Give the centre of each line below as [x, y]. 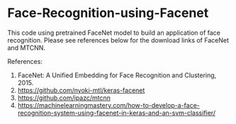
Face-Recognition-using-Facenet [108, 13]
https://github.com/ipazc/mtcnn [64, 98]
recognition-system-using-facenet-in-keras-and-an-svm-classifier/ [117, 113]
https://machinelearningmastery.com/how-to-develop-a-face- [109, 105]
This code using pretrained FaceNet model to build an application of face [114, 33]
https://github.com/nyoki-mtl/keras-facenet [81, 90]
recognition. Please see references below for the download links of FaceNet [118, 40]
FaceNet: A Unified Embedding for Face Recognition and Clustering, [117, 75]
